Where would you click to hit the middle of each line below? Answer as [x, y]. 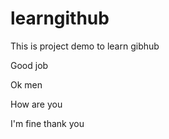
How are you [36, 104]
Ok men [26, 84]
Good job [29, 65]
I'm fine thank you [47, 123]
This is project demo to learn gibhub [85, 46]
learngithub [60, 18]
